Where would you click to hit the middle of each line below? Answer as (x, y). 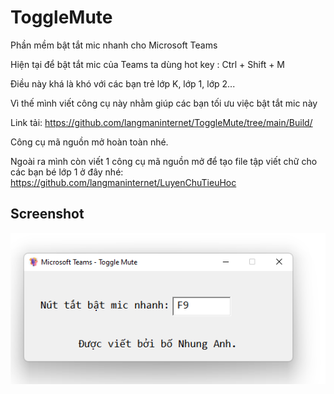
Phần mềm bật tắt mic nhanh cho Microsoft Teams (114, 45)
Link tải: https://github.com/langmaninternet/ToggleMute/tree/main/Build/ (161, 122)
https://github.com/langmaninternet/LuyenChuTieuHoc (123, 182)
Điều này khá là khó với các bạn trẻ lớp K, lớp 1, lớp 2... (123, 83)
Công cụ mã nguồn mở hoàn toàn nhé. (89, 142)
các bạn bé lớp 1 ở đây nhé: (67, 172)
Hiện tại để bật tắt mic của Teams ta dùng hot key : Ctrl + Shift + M (148, 64)
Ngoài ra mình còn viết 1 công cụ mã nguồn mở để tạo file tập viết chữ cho (164, 161)
